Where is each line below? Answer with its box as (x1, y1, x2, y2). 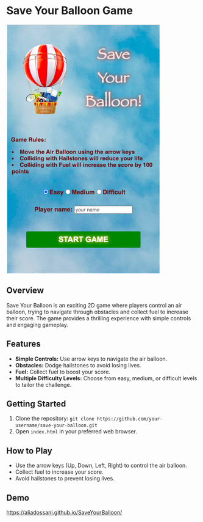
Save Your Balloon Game (6, 4, 133, 18)
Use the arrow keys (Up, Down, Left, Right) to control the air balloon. (15, 462, 187, 469)
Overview (6, 285, 45, 296)
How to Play (6, 446, 53, 456)
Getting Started (6, 399, 66, 409)
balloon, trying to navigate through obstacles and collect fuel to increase (6, 308, 189, 315)
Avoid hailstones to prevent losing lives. (15, 475, 115, 482)
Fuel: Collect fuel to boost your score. (15, 368, 111, 375)
